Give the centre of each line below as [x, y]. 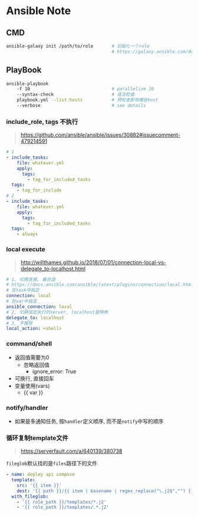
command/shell [29, 344]
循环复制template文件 [37, 438]
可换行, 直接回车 [34, 378]
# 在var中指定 [22, 301]
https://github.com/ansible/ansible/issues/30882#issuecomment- [100, 135]
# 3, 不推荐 [19, 323]
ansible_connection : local [39, 307]
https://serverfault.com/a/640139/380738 [71, 451]
